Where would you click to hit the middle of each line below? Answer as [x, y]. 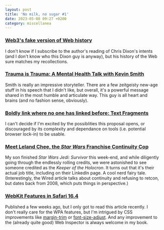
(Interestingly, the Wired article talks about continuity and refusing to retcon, [82, 178]
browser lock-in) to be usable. [35, 134]
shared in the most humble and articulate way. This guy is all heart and [76, 95]
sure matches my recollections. [37, 61]
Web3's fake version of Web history [49, 41]
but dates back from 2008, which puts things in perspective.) [67, 184]
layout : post [18, 10]
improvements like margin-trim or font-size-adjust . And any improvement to [81, 217]
